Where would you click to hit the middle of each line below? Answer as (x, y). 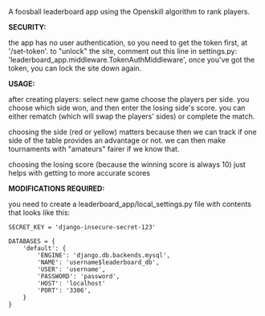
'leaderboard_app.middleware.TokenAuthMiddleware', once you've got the (132, 60)
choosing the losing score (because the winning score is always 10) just (127, 164)
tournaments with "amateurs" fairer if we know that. (94, 149)
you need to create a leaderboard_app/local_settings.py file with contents (130, 204)
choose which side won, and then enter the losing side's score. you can (127, 108)
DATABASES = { (32, 241)
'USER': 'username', (71, 269)
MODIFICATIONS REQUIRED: (57, 188)
